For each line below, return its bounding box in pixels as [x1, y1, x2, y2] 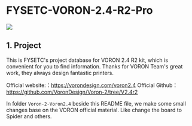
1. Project [6, 40, 42, 51]
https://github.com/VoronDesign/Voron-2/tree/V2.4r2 [6, 88, 138, 95]
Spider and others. [6, 112, 52, 120]
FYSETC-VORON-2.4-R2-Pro [6, 4, 153, 17]
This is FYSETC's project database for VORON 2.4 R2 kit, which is [6, 56, 169, 64]
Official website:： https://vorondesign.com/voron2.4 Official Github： [6, 82, 178, 89]
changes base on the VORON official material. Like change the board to [6, 106, 182, 113]
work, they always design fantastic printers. [6, 69, 114, 76]
